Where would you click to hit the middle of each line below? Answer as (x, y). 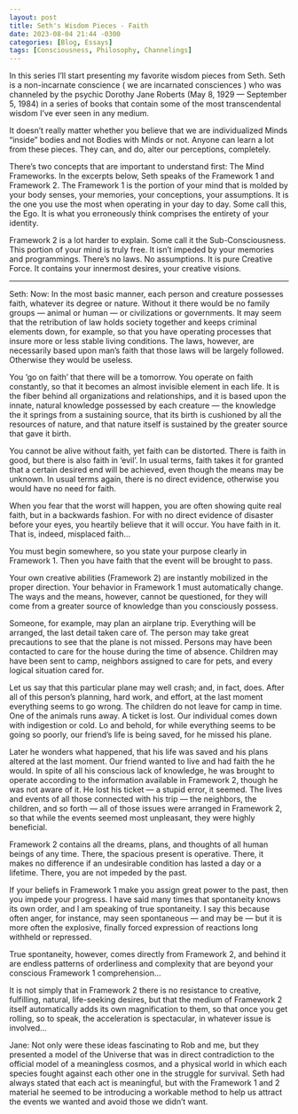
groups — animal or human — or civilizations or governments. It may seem (145, 313)
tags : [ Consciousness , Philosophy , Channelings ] (101, 51)
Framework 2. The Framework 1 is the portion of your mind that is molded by (149, 185)
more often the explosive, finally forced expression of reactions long (134, 928)
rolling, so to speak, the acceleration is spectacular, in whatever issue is (141, 1019)
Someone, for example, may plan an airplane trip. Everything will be (133, 624)
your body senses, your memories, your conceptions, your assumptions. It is (149, 195)
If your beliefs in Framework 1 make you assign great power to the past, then (149, 890)
